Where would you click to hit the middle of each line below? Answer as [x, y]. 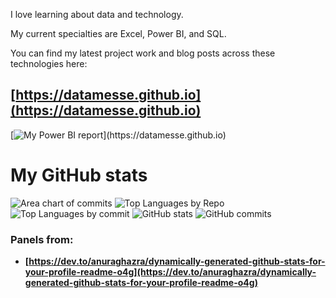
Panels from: [42, 239]
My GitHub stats [79, 175]
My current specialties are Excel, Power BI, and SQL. [118, 33]
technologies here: [49, 63]
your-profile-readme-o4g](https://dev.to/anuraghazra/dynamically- [170, 272]
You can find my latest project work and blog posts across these [143, 53]
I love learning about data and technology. [97, 14]
